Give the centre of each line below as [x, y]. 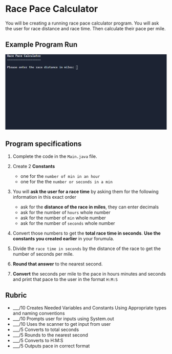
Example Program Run [41, 45]
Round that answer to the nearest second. [58, 264]
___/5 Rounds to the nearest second [50, 335]
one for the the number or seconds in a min [66, 181]
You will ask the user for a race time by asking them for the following [85, 191]
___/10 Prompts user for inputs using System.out [63, 319]
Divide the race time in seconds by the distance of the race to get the [87, 248]
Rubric [16, 295]
